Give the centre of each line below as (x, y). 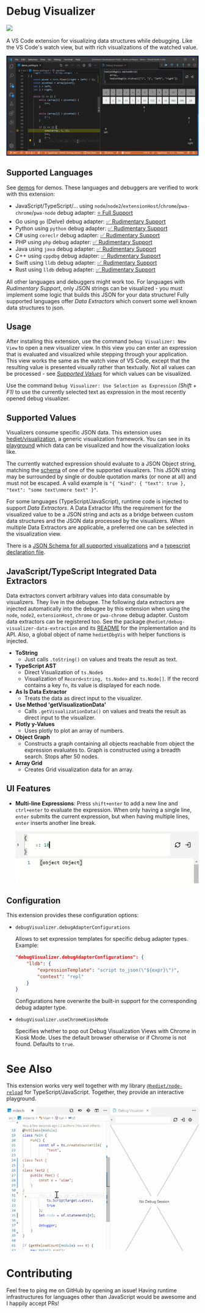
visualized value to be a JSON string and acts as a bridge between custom (100, 514)
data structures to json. (36, 308)
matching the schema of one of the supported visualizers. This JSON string (101, 470)
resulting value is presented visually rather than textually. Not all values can (101, 367)
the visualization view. (34, 534)
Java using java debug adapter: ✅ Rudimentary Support (86, 249)
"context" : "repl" (61, 977)
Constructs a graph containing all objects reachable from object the (109, 744)
